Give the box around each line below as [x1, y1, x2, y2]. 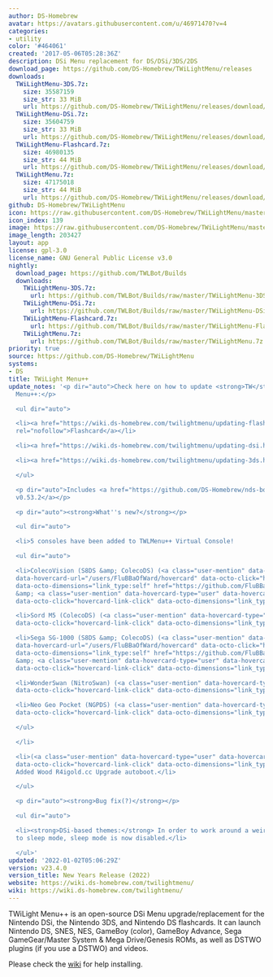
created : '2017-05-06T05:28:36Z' [8, 50, 122, 58]
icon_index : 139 [8, 216, 63, 225]
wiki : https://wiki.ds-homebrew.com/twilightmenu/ [8, 887, 184, 895]
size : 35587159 [23, 87, 75, 96]
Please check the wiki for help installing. [8, 959, 144, 969]
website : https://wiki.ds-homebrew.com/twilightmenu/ [8, 879, 195, 888]
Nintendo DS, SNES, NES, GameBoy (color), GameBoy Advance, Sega [8, 926, 242, 936]
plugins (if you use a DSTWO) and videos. [8, 943, 149, 953]
